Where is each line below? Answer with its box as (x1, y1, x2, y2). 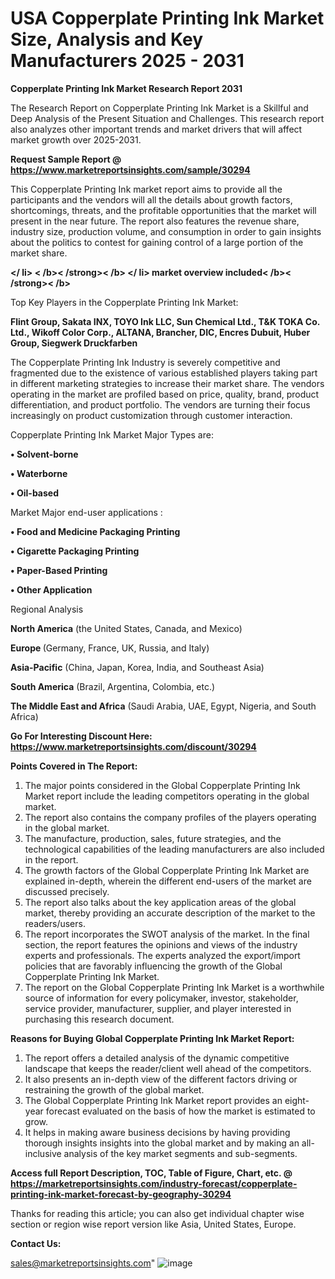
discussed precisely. (24, 885, 110, 897)
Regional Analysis (10, 603, 84, 615)
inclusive (24, 1147, 62, 1159)
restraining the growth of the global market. (24, 1083, 205, 1096)
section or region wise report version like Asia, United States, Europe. (10, 1218, 297, 1230)
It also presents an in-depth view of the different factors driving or (24, 1073, 298, 1085)
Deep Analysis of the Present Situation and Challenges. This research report (10, 112, 325, 124)
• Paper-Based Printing (10, 564, 108, 576)
